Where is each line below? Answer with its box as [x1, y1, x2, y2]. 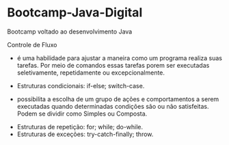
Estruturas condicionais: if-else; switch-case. [16, 81, 145, 90]
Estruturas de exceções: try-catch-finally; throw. [16, 130, 154, 138]
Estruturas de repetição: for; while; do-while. [16, 122, 144, 131]
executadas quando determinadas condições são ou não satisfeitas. [16, 102, 209, 110]
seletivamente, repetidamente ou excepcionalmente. [16, 68, 165, 77]
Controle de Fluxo [7, 40, 57, 49]
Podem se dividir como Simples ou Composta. [16, 109, 148, 118]
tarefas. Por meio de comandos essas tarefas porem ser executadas [16, 61, 210, 69]
